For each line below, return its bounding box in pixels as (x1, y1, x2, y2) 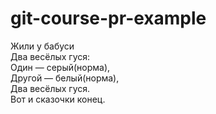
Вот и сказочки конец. (10, 93, 106, 105)
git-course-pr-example (10, 7, 207, 30)
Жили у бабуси (10, 40, 75, 52)
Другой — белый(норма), (10, 72, 120, 84)
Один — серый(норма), (10, 61, 111, 73)
